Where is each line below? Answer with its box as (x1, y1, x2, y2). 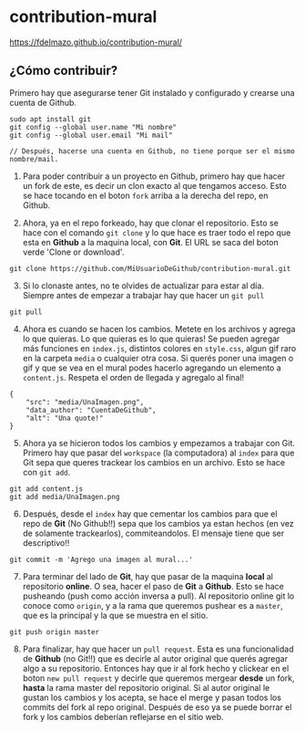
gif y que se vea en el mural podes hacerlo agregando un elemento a (22, 362, 282, 373)
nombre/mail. (9, 154, 59, 163)
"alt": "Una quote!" (25, 413, 104, 423)
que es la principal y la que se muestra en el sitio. (22, 610, 208, 621)
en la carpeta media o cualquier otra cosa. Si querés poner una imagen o (22, 352, 294, 363)
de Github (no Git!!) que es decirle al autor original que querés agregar (22, 653, 289, 663)
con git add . (22, 466, 71, 477)
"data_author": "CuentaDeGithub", (25, 405, 157, 414)
